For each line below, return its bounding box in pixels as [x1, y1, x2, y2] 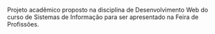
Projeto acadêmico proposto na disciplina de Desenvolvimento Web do [7, 6, 209, 14]
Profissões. [7, 20, 39, 28]
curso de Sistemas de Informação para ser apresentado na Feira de [7, 13, 198, 21]
